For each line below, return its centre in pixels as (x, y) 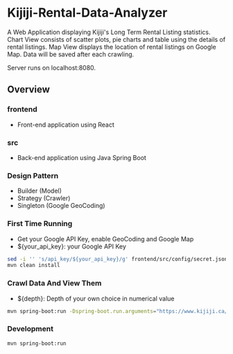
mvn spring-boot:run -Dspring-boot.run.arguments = (82, 311)
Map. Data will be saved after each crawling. (71, 54)
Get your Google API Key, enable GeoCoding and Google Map (105, 239)
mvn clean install (34, 266)
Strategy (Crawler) (44, 198)
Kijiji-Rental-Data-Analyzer (87, 13)
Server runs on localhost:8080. (51, 67)
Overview (29, 89)
